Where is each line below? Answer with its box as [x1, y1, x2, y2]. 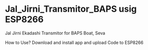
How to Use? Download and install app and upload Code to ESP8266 [5, 39, 144, 45]
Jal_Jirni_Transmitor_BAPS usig [5, 3, 137, 15]
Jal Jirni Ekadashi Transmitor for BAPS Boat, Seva [5, 30, 106, 36]
